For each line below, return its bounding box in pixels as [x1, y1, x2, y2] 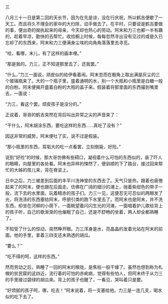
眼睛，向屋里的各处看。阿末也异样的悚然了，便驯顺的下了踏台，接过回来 [9, 161, 158, 167]
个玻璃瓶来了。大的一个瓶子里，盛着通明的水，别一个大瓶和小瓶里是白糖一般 [5, 78, 163, 84]
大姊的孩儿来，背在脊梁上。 [13, 167, 71, 173]
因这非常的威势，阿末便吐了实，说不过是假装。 [5, 133, 101, 139]
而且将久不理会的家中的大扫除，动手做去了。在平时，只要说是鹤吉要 [18, 21, 158, 27]
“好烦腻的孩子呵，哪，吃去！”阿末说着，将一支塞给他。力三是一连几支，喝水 [5, 287, 162, 293]
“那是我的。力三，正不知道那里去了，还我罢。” [5, 61, 99, 67]
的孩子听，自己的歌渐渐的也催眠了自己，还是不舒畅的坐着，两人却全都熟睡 [5, 209, 158, 215]
